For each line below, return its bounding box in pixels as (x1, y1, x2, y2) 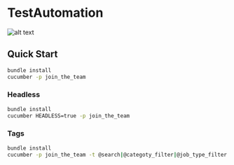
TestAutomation (7, 5, 104, 21)
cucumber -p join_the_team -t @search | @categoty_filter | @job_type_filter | (7, 151, 230, 158)
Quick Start (7, 48, 58, 60)
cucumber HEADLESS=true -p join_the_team (7, 112, 130, 120)
